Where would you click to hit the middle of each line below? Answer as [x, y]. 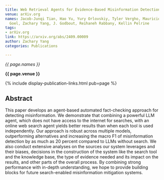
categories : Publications [31, 46]
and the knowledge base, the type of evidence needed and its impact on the [82, 157]
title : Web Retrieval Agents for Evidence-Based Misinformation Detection [83, 10]
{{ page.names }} [23, 64]
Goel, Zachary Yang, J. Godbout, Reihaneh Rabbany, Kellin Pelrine [80, 23]
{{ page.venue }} [23, 73]
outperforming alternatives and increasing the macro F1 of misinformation [79, 136]
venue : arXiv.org [23, 14]
